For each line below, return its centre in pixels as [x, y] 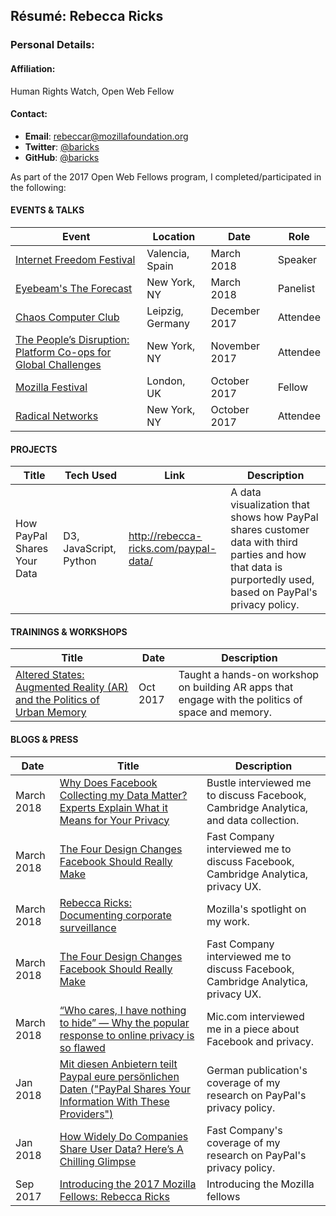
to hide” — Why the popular [124, 1022]
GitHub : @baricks [62, 157]
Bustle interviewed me [259, 782]
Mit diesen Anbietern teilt [118, 1064]
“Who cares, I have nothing [123, 1010]
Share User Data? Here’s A [121, 1149]
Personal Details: [52, 45]
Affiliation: [33, 68]
